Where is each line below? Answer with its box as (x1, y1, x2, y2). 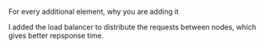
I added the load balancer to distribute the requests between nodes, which (8, 22, 257, 31)
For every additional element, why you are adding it (8, 7, 179, 16)
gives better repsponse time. (8, 31, 104, 40)
